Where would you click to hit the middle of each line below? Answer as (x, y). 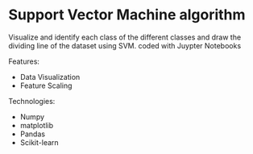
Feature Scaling (46, 85)
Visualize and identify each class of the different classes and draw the (125, 37)
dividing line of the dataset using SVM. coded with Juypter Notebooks (125, 45)
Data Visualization (50, 77)
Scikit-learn (39, 142)
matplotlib (37, 125)
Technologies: (32, 101)
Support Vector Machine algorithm (127, 15)
